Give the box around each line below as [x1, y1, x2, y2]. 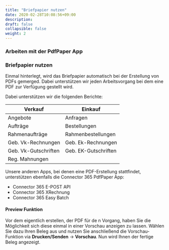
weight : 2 [5, 31, 26, 36]
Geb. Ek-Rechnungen [65, 139, 118, 146]
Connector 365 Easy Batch [12, 195, 69, 201]
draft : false [5, 21, 33, 27]
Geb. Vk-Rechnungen [8, 139, 60, 146]
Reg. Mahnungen [8, 155, 49, 163]
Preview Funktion [5, 206, 43, 212]
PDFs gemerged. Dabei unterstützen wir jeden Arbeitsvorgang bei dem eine [5, 78, 164, 84]
